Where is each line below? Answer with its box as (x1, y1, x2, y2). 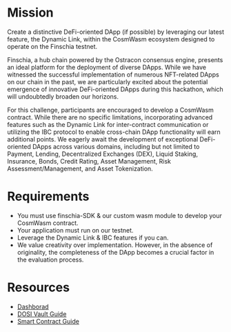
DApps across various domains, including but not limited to (32, 142, 200, 150)
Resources (7, 280, 70, 295)
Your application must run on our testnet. (17, 226, 134, 234)
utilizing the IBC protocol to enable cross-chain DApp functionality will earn (7, 128, 221, 136)
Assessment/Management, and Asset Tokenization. (7, 164, 153, 173)
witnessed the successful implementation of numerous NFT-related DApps (7, 70, 219, 79)
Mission (7, 5, 54, 21)
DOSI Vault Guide (17, 309, 67, 318)
